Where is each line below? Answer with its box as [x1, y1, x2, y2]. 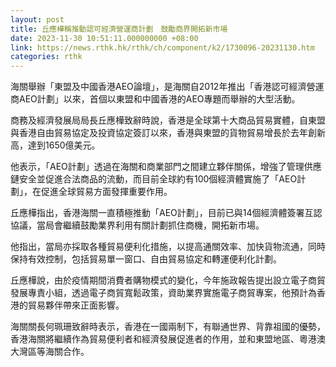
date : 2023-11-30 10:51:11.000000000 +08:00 [10, 33, 199, 43]
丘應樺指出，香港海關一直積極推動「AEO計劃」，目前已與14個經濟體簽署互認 [10, 207, 323, 219]
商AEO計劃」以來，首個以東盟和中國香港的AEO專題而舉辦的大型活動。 [10, 93, 301, 105]
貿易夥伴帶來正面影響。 [27, 299, 125, 311]
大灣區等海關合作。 [10, 346, 90, 358]
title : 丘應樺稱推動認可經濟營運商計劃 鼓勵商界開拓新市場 [10, 24, 228, 34]
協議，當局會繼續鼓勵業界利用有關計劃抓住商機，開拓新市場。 [10, 219, 265, 231]
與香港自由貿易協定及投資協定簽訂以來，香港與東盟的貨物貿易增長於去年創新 [10, 127, 326, 139]
